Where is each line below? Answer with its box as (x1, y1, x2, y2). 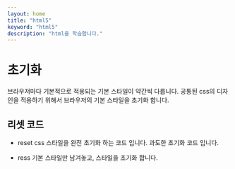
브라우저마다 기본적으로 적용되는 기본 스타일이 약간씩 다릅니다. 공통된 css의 (7, 87, 215, 96)
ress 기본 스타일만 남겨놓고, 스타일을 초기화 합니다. (17, 154, 159, 162)
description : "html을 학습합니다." (7, 30, 104, 37)
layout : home (7, 10, 46, 18)
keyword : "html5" (7, 23, 59, 30)
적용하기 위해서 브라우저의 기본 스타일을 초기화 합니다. (20, 96, 169, 104)
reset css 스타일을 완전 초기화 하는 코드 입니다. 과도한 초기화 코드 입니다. (17, 139, 219, 146)
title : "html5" (7, 17, 52, 24)
